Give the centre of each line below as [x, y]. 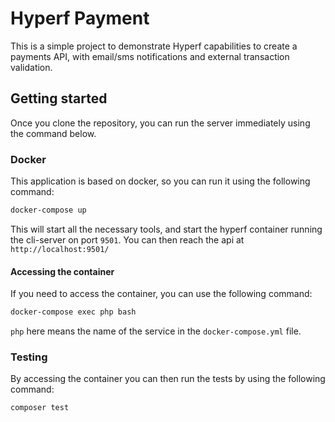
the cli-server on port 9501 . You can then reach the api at [127, 239]
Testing [29, 357]
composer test [40, 408]
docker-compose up [48, 210]
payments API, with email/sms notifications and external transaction [150, 56]
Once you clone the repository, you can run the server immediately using [160, 123]
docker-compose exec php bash [73, 312]
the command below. [53, 133]
